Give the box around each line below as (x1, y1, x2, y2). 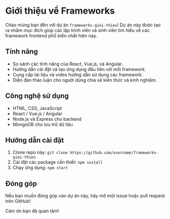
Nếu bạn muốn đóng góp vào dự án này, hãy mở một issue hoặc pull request (5, 193, 165, 199)
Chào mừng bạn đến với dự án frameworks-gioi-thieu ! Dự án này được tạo (5, 22, 161, 28)
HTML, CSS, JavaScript (12, 105, 62, 111)
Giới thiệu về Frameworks (5, 5, 115, 17)
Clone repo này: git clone (12, 150, 68, 156)
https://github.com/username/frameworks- (70, 150, 159, 156)
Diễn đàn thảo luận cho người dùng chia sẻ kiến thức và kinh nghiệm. (12, 77, 157, 83)
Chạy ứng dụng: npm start (12, 165, 69, 171)
